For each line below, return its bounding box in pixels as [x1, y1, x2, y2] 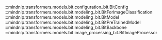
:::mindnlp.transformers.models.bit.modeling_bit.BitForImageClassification [4, 9, 153, 15]
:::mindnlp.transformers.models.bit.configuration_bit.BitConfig [4, 4, 129, 10]
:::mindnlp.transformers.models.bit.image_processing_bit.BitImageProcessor [4, 30, 158, 35]
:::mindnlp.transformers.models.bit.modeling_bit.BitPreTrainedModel [4, 19, 141, 25]
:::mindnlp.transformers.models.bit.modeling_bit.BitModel [4, 14, 119, 20]
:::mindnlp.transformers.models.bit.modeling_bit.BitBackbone [4, 25, 127, 30]
